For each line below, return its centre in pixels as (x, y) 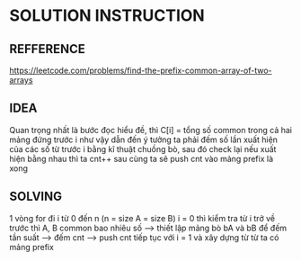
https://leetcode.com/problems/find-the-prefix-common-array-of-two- (141, 70)
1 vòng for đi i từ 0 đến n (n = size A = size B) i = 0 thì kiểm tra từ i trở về (142, 218)
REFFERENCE (47, 49)
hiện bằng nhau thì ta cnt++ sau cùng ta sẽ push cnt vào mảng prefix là (142, 158)
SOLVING (36, 197)
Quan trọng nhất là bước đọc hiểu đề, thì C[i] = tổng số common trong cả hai (150, 130)
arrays (21, 80)
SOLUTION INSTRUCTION (107, 16)
